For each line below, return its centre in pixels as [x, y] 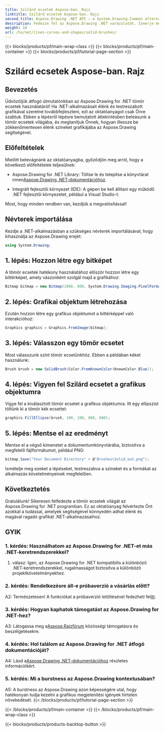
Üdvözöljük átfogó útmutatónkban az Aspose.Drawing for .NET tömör [75, 101]
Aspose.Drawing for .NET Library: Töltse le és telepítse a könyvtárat [80, 174]
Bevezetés [21, 89]
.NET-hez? [18, 615]
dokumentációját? [27, 650]
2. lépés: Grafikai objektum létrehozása [66, 302]
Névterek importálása [39, 219]
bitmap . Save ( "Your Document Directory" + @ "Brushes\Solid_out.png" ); [77, 459]
